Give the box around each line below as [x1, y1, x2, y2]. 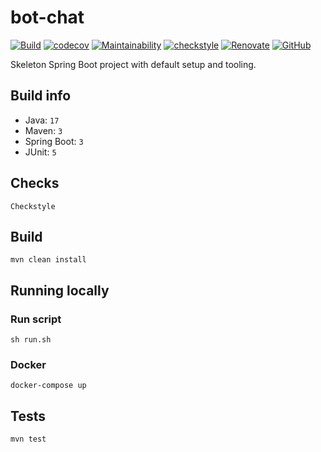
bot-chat [10, 6, 85, 29]
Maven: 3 [24, 124, 63, 136]
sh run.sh [10, 335, 52, 345]
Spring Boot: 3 [24, 135, 84, 147]
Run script [10, 312, 62, 326]
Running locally [10, 282, 110, 299]
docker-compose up [10, 381, 87, 391]
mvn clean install [10, 255, 87, 265]
